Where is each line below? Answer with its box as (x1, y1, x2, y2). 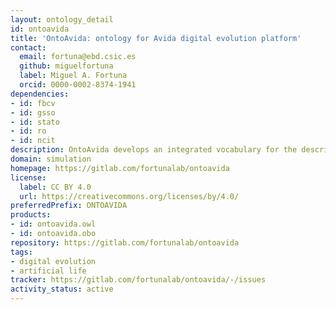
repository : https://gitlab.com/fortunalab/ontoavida (10, 237, 240, 248)
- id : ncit (10, 136, 56, 146)
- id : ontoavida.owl (10, 219, 97, 230)
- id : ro (10, 126, 47, 136)
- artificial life (10, 266, 87, 276)
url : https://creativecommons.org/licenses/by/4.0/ (19, 191, 240, 201)
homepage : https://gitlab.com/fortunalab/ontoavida (10, 163, 230, 173)
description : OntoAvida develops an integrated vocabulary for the (10, 145, 298, 155)
